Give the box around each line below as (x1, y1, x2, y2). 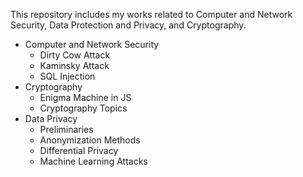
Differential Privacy (39, 145, 119, 156)
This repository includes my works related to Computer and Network (10, 9, 293, 20)
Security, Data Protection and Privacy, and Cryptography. (10, 19, 247, 31)
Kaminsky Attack (39, 60, 110, 71)
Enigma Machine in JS (39, 92, 132, 103)
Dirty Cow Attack (39, 49, 111, 61)
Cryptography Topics (39, 102, 128, 114)
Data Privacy (24, 113, 78, 124)
